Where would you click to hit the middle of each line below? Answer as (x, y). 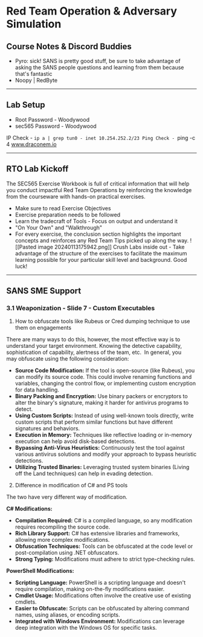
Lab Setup (26, 105)
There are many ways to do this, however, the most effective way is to (93, 339)
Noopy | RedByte (36, 80)
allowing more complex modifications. (62, 540)
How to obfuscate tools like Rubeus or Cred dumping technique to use (102, 321)
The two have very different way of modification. (67, 497)
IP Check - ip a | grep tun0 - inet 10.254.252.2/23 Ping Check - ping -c (101, 138)
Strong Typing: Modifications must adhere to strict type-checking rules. (105, 559)
